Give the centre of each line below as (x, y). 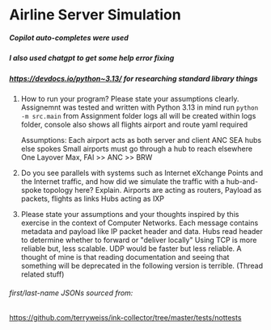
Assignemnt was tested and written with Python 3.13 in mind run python (140, 107)
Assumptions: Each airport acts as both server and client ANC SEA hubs (141, 140)
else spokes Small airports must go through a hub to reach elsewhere (137, 148)
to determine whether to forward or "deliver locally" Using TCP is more (139, 240)
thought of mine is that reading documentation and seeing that (125, 257)
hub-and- (242, 181)
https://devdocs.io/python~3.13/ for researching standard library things (133, 78)
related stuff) (42, 274)
